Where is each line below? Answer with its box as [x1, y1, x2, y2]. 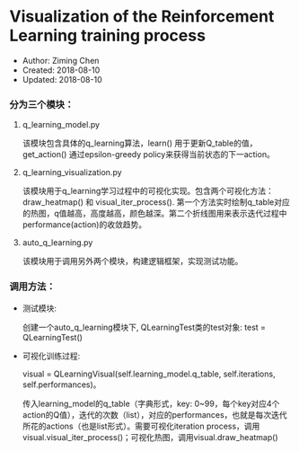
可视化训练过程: [22, 350, 81, 361]
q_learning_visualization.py [22, 167, 123, 178]
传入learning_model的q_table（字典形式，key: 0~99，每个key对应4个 [22, 398, 280, 409]
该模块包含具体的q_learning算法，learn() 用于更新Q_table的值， [22, 137, 258, 149]
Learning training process [9, 25, 207, 46]
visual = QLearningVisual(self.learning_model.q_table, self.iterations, [22, 368, 276, 379]
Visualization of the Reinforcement [9, 6, 275, 27]
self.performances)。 [22, 379, 101, 390]
